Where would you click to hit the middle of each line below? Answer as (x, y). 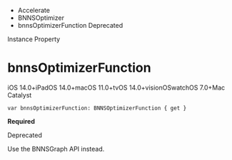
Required (21, 121)
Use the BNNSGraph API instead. (56, 149)
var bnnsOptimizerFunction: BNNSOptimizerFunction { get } (97, 108)
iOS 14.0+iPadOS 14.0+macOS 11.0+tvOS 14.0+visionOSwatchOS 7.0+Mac (116, 87)
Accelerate (34, 10)
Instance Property (34, 39)
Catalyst (20, 95)
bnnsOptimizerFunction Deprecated (70, 25)
